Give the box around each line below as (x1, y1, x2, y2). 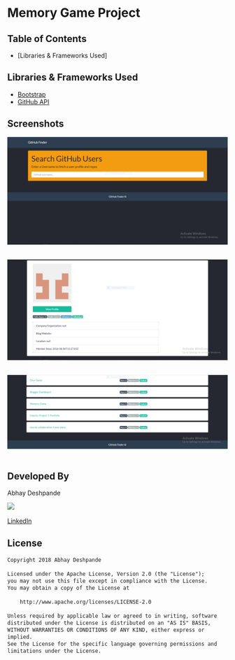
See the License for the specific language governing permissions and (7, 640, 218, 647)
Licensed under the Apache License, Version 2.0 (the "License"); (7, 570, 205, 577)
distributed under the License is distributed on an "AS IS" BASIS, (7, 619, 211, 626)
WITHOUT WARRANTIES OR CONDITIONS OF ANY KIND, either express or (7, 626, 205, 633)
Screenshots (7, 118, 64, 130)
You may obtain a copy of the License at (7, 584, 130, 591)
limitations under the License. (7, 647, 101, 654)
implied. (7, 633, 33, 640)
